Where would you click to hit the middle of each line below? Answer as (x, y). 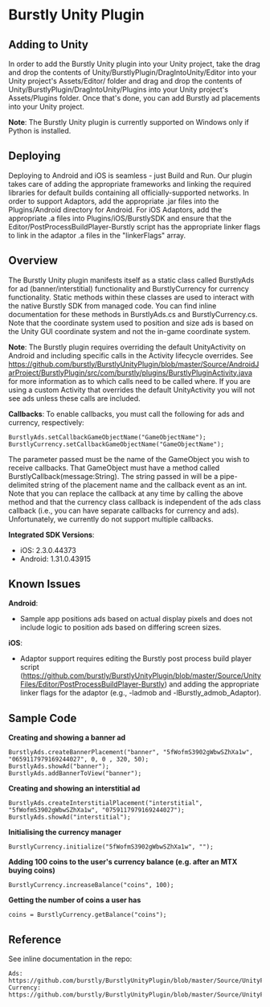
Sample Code (43, 718)
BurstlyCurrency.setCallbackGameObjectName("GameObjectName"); (117, 444)
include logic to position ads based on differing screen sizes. (121, 627)
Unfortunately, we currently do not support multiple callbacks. (111, 519)
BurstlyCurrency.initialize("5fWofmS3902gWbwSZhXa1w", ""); (111, 847)
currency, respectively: (46, 422)
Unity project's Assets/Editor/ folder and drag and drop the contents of (125, 81)
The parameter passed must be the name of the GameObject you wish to (129, 459)
